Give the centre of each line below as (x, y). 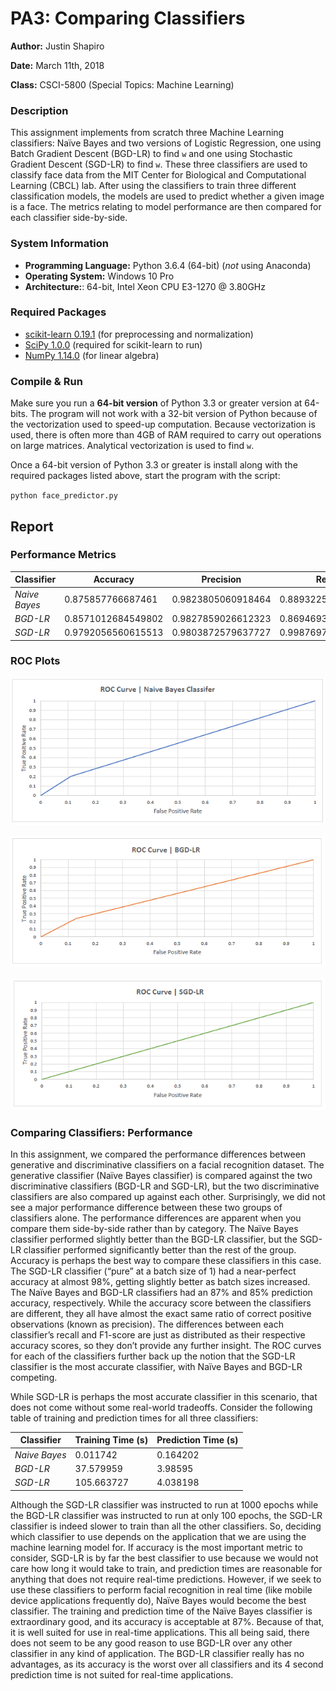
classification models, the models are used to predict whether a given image (167, 196)
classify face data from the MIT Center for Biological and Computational (158, 175)
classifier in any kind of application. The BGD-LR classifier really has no (157, 1653)
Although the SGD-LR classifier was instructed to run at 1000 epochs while (164, 1504)
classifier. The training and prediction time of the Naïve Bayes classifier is (161, 1611)
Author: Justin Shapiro (57, 46)
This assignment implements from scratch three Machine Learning (147, 133)
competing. (34, 1377)
